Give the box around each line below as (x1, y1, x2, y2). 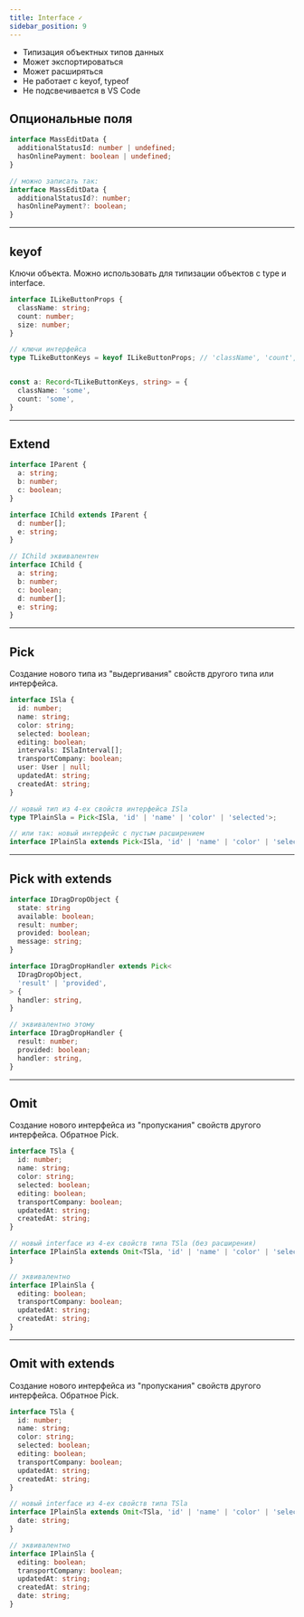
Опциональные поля (9, 110, 133, 127)
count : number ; (17, 311, 75, 321)
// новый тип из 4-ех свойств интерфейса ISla (9, 804, 188, 813)
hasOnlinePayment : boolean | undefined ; (17, 152, 172, 161)
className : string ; (17, 303, 91, 312)
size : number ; (17, 320, 71, 329)
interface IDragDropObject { (9, 895, 119, 904)
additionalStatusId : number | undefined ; (17, 144, 176, 153)
